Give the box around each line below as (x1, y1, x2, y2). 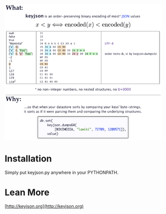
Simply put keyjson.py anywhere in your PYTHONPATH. (4, 169, 119, 175)
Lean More (4, 187, 50, 198)
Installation (4, 153, 52, 164)
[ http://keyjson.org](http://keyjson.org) (4, 203, 84, 209)
